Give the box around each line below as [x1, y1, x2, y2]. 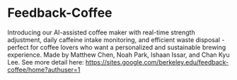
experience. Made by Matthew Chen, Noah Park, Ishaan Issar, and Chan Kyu [7, 51, 230, 59]
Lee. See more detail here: [7, 58, 84, 66]
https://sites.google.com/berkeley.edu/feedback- [85, 58, 229, 66]
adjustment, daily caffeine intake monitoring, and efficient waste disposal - [7, 35, 225, 44]
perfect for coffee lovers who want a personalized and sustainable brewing [7, 43, 226, 51]
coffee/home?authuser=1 [7, 65, 81, 74]
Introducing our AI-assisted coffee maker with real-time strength [7, 28, 196, 36]
